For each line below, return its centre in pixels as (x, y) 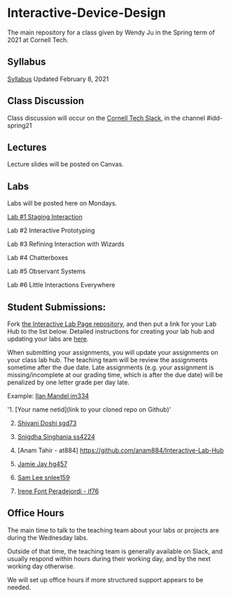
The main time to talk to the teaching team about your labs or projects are (113, 530)
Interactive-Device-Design (86, 13)
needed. (19, 587)
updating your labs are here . (48, 339)
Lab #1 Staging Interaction (45, 217)
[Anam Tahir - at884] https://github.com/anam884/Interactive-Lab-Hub (120, 450)
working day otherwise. (41, 566)
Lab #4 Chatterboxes (38, 258)
